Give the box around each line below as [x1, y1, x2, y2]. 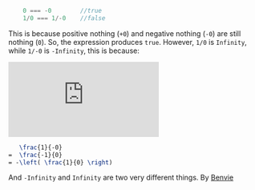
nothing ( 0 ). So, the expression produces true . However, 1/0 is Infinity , [8, 37, 247, 46]
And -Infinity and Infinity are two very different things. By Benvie [8, 172, 234, 183]
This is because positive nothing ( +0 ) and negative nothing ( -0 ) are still [8, 28, 241, 38]
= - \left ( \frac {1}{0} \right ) [8, 158, 113, 167]
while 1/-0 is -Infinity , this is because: [8, 46, 140, 55]
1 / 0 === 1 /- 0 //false [22, 14, 106, 22]
